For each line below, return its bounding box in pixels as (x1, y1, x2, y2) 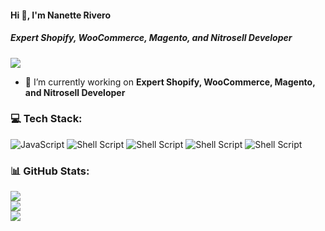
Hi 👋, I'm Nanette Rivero (10, 9, 111, 21)
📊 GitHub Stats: (10, 164, 90, 178)
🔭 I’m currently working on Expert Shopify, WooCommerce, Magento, (24, 76, 316, 88)
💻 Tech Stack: (10, 112, 83, 126)
